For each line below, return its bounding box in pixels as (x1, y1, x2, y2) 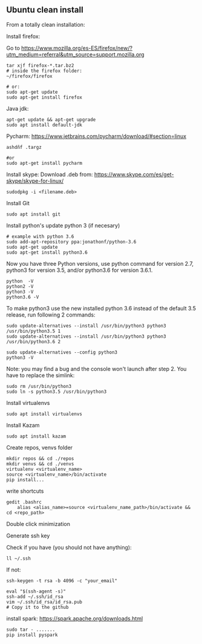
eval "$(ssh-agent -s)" (6, 588, 67, 594)
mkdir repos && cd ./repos (6, 455, 74, 462)
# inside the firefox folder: (6, 68, 83, 74)
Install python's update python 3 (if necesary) (6, 222, 120, 229)
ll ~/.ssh (6, 555, 31, 562)
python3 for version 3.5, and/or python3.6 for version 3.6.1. (6, 266, 153, 274)
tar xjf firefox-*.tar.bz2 (6, 62, 74, 68)
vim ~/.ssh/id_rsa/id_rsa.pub (6, 599, 83, 605)
